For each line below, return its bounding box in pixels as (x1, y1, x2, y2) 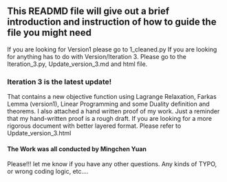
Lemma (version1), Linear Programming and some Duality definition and (7, 100, 210, 109)
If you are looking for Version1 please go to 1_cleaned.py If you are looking (7, 45, 217, 54)
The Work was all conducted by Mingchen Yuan (7, 144, 147, 153)
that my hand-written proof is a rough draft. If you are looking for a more (7, 115, 212, 123)
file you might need (7, 27, 91, 38)
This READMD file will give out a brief (7, 5, 170, 17)
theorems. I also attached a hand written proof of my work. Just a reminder (7, 107, 220, 115)
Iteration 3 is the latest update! (7, 77, 112, 87)
